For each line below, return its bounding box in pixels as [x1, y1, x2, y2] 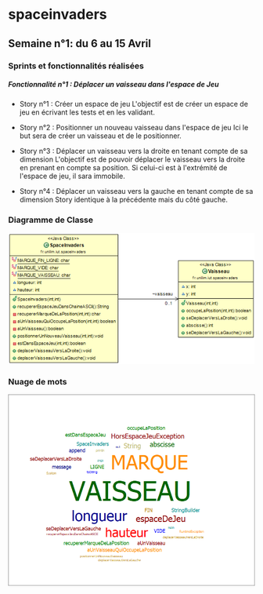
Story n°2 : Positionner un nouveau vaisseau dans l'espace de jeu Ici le [19, 123, 249, 133]
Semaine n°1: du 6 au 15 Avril [8, 37, 151, 50]
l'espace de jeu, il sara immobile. [19, 171, 125, 181]
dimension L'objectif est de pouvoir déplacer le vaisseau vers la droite [19, 155, 245, 164]
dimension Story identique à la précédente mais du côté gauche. [19, 195, 229, 205]
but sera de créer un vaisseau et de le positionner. [19, 131, 182, 140]
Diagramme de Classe [8, 214, 94, 225]
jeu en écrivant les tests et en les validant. [19, 108, 155, 117]
